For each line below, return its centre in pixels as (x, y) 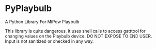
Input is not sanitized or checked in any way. (49, 41)
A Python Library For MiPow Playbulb (42, 22)
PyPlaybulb (28, 8)
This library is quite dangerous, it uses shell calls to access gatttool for (75, 31)
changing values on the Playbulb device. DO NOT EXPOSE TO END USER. (78, 36)
